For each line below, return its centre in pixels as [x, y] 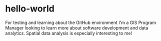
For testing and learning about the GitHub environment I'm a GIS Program [81, 22]
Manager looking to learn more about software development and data [77, 27]
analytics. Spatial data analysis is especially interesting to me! [69, 33]
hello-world [30, 9]
